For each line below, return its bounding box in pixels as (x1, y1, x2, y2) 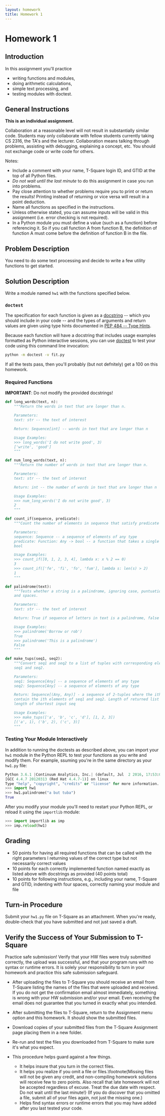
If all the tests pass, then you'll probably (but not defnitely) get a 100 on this (5, 361, 158, 367)
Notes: (5, 158, 19, 164)
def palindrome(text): (5, 584, 52, 589)
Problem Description (5, 245, 70, 253)
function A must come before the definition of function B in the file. (12, 230, 148, 236)
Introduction (5, 53, 44, 61)
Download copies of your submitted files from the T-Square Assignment (12, 1024, 158, 1030)
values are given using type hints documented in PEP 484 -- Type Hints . (5, 323, 151, 329)
